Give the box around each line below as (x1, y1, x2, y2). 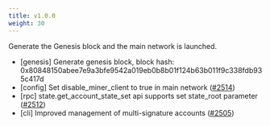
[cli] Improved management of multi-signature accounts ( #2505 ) (19, 108, 235, 117)
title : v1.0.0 (8, 11, 56, 20)
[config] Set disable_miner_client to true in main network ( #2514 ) (19, 82, 235, 92)
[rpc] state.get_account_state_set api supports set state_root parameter (19, 91, 258, 100)
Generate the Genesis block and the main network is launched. (8, 41, 218, 51)
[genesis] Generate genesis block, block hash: (19, 57, 175, 67)
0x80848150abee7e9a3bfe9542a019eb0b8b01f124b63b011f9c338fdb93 (19, 65, 263, 75)
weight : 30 (8, 19, 45, 27)
